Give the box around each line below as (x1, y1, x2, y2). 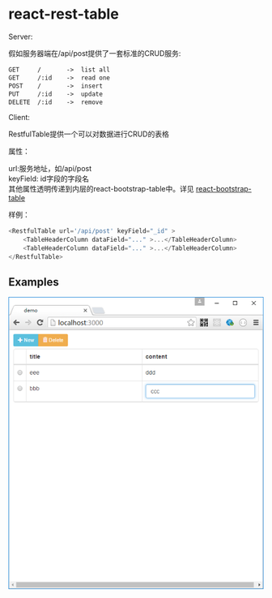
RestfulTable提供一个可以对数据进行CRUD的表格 (8, 129, 170, 139)
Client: (8, 112, 31, 122)
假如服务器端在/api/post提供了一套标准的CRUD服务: (8, 48, 181, 58)
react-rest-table (8, 5, 119, 24)
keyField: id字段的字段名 (8, 174, 89, 183)
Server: (8, 32, 33, 41)
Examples (8, 275, 59, 289)
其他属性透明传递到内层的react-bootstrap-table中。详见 (8, 183, 194, 193)
